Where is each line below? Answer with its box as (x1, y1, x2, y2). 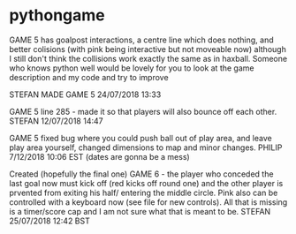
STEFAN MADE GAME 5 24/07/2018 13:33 (9, 89, 162, 100)
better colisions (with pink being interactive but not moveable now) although (9, 43, 287, 54)
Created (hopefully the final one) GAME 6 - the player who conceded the (9, 169, 274, 179)
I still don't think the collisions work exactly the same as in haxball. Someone (9, 53, 288, 64)
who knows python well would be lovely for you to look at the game (9, 63, 254, 73)
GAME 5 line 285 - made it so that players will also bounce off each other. (9, 106, 277, 117)
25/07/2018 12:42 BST (9, 215, 90, 226)
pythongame (9, 5, 106, 26)
